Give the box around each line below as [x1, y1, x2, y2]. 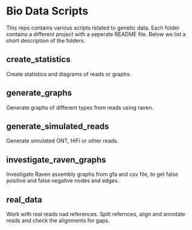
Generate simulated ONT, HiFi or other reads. [6, 137, 119, 145]
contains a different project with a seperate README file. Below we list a [6, 30, 186, 37]
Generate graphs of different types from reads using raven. [6, 104, 154, 111]
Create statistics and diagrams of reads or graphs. [6, 70, 132, 78]
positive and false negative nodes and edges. [6, 177, 120, 184]
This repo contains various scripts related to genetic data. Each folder [6, 24, 180, 31]
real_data [6, 194, 42, 205]
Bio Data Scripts [6, 4, 89, 18]
